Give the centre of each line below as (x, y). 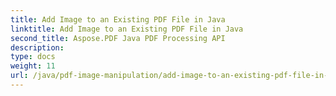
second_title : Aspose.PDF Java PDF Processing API (118, 38)
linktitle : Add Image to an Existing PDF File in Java (127, 29)
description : (37, 47)
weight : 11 (33, 66)
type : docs (33, 57)
